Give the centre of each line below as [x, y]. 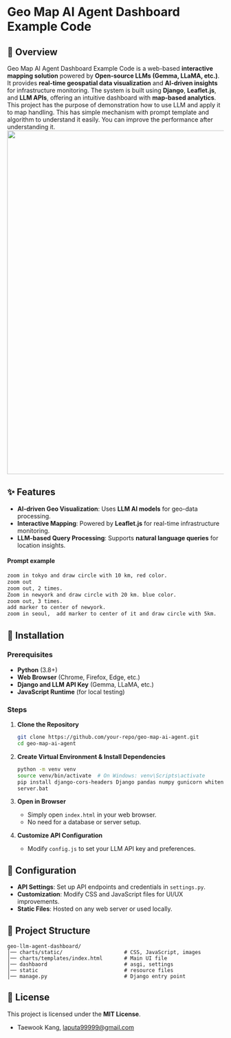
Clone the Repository [48, 725]
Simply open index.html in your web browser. [92, 815]
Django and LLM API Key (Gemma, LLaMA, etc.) [86, 684]
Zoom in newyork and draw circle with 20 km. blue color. [92, 595]
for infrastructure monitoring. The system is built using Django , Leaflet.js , [112, 90]
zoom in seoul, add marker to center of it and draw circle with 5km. [112, 614]
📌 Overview [32, 52]
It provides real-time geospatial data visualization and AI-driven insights [112, 83]
